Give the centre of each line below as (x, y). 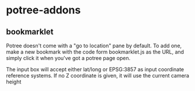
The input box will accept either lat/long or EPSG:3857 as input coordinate (95, 69)
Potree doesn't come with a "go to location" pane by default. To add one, (94, 45)
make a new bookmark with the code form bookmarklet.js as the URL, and (95, 52)
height (14, 82)
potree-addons (43, 10)
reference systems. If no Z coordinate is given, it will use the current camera (98, 76)
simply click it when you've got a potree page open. (68, 58)
